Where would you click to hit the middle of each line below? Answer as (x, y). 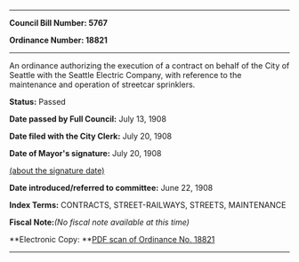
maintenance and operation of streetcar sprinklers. (102, 84)
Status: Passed (38, 102)
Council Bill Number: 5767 (59, 23)
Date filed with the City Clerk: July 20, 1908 (90, 136)
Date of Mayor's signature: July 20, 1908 (85, 153)
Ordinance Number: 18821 (59, 40)
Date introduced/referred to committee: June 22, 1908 (111, 188)
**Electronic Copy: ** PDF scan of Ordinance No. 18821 (112, 239)
